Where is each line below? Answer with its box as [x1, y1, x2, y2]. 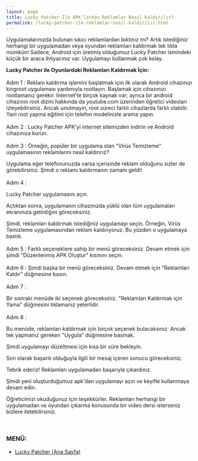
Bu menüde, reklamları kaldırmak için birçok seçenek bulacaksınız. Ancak [6, 325, 186, 333]
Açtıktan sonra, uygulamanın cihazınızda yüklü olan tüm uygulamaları [6, 202, 175, 209]
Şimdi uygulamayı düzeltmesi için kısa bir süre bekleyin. [6, 343, 143, 350]
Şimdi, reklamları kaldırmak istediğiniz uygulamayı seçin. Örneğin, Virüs [6, 220, 181, 227]
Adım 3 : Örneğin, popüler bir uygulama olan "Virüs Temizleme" [6, 142, 162, 149]
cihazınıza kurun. [6, 130, 48, 137]
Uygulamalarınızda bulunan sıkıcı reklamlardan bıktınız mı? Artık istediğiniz [6, 36, 188, 43]
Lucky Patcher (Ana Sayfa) [14, 448, 81, 455]
